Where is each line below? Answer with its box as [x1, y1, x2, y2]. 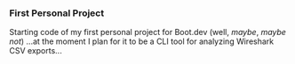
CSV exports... [9, 46, 62, 56]
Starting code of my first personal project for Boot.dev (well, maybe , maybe [9, 27, 287, 38]
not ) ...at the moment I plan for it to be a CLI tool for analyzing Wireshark [9, 36, 274, 46]
